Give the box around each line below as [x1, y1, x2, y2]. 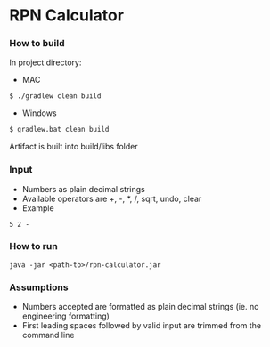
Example [21, 202, 55, 214]
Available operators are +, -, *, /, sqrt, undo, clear [21, 193, 202, 204]
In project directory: [9, 57, 82, 68]
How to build [9, 37, 65, 50]
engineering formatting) [21, 311, 110, 321]
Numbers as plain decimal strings [21, 183, 145, 194]
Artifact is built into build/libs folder [9, 141, 138, 152]
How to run [9, 240, 58, 253]
